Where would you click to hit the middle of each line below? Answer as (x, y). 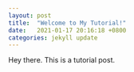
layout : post (30, 15)
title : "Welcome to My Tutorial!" (67, 23)
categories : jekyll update (53, 38)
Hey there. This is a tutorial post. (62, 60)
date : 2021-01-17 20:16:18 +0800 (67, 30)
